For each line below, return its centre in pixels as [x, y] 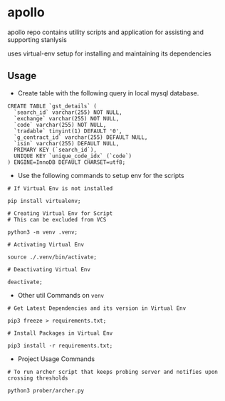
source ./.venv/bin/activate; [52, 257]
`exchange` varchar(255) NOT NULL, [67, 118]
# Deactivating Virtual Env [49, 269]
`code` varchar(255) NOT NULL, [60, 125]
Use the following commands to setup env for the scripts [101, 175]
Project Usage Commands [56, 359]
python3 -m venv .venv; [43, 232]
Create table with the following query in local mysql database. [108, 93]
